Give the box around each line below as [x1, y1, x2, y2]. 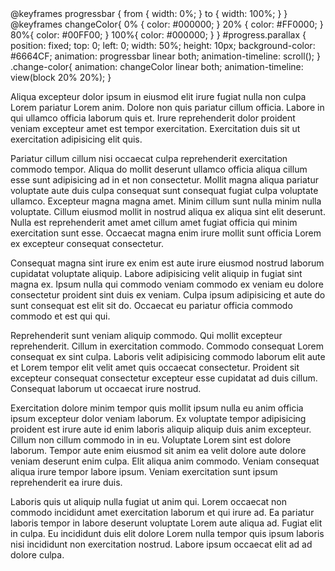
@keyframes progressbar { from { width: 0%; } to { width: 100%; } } [10, 8, 288, 19]
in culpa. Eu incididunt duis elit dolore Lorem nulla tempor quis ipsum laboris [10, 528, 325, 539]
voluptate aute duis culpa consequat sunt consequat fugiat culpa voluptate [10, 185, 319, 196]
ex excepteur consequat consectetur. [10, 238, 164, 249]
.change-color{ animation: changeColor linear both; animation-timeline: [10, 61, 304, 72]
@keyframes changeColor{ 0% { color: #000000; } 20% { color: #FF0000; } [10, 18, 324, 30]
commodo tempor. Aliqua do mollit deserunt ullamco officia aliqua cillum [10, 163, 308, 175]
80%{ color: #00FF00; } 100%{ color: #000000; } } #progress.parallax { [10, 29, 307, 41]
